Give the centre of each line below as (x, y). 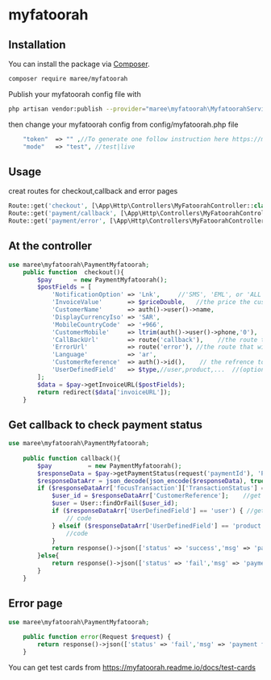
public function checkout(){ (74, 272)
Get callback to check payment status (106, 425)
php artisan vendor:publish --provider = (77, 109)
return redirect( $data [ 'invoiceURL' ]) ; (104, 392)
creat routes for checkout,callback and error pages (93, 191)
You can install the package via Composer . (79, 64)
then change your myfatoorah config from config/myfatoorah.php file (123, 124)
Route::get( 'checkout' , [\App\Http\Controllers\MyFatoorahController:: (131, 206)
